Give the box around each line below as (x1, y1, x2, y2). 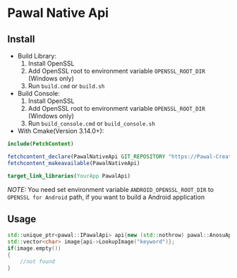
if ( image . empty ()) (7, 245, 61, 252)
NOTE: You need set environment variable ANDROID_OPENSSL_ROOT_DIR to (7, 185, 214, 193)
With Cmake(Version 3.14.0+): (17, 127, 104, 135)
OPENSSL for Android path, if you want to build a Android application (7, 193, 205, 201)
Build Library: (17, 52, 56, 60)
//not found (20, 258, 55, 265)
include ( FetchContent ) (7, 140, 74, 147)
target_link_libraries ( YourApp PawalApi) (7, 172, 131, 179)
